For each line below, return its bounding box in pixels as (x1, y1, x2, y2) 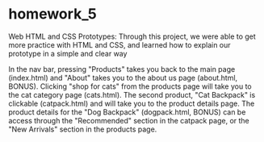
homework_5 (8, 5, 97, 23)
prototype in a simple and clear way (8, 48, 128, 58)
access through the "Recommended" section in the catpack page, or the (8, 115, 250, 125)
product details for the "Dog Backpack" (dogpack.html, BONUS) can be (8, 106, 246, 117)
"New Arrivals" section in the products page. (8, 124, 157, 134)
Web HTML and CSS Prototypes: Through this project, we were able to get (8, 31, 256, 41)
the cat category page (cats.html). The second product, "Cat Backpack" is (8, 90, 256, 99)
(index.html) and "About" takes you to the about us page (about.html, (8, 73, 238, 82)
